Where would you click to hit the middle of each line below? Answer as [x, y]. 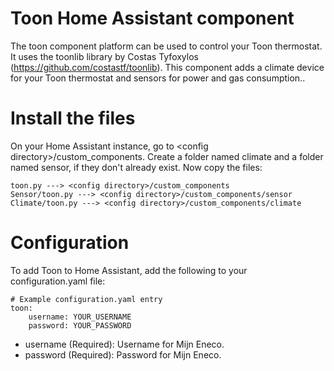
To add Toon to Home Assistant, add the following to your [129, 270]
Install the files [73, 118]
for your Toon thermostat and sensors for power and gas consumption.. [158, 78]
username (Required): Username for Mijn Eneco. [124, 344]
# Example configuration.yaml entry [86, 299]
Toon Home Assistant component [152, 18]
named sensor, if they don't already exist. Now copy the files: [136, 167]
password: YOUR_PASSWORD [80, 325]
